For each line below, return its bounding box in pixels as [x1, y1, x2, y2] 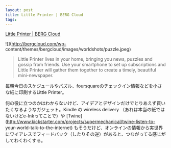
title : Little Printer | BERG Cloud [5, 12, 83, 17]
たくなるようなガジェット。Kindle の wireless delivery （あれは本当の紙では [5, 107, 165, 113]
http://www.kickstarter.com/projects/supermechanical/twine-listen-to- [7, 118, 156, 125]
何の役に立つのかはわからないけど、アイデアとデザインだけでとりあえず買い [5, 100, 166, 106]
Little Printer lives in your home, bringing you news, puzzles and [17, 56, 153, 62]
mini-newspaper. [17, 72, 54, 79]
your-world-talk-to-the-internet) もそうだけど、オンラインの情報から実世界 [5, 125, 163, 131]
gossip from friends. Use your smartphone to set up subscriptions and [17, 62, 166, 68]
